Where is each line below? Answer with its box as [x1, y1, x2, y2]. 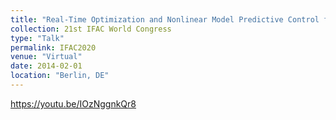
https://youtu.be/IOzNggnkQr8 [10, 97, 137, 110]
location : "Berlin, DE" [10, 71, 110, 81]
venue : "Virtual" [10, 52, 83, 62]
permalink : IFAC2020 [10, 42, 97, 53]
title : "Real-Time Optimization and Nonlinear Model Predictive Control [10, 14, 320, 25]
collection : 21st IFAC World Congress [10, 24, 172, 34]
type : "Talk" [10, 33, 65, 43]
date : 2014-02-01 [10, 61, 83, 71]
